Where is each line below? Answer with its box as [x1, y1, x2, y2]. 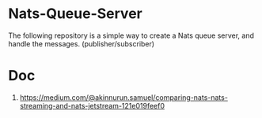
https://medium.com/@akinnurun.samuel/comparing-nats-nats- [19, 92, 228, 102]
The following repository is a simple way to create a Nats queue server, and [8, 31, 255, 40]
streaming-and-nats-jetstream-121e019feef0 [19, 101, 165, 110]
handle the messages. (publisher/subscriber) [8, 39, 155, 48]
